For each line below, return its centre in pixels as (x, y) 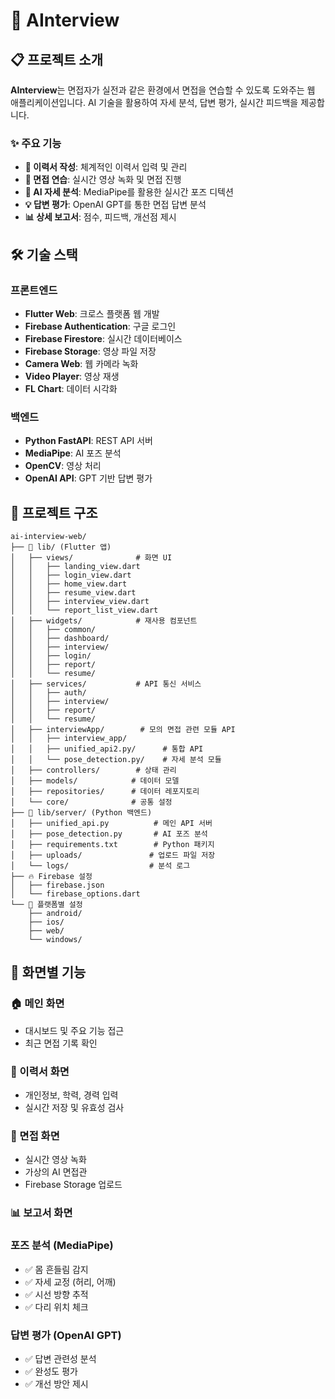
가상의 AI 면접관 (56, 1172)
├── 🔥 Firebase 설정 (51, 877)
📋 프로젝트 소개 (56, 59)
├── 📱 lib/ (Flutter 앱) (61, 547)
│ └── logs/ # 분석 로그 (100, 866)
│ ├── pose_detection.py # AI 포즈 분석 (109, 834)
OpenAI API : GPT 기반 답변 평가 (88, 478)
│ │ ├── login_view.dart (71, 575)
